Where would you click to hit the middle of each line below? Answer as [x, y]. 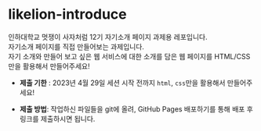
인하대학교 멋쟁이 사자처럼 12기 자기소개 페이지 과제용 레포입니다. [108, 37]
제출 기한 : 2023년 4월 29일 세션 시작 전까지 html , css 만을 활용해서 [122, 83]
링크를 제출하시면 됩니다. [57, 119]
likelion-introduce [67, 14]
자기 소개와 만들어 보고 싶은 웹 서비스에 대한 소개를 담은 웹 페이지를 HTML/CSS [129, 56]
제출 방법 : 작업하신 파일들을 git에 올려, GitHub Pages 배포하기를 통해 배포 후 [136, 109]
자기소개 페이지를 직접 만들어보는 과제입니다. [76, 46]
